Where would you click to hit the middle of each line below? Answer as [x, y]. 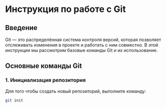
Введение [21, 28]
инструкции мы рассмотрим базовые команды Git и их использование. [82, 50]
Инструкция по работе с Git [66, 9]
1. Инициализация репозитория [46, 80]
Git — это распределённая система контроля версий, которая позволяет [83, 39]
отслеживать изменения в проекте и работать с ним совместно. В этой [82, 45]
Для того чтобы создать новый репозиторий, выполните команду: [76, 91]
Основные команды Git [44, 66]
